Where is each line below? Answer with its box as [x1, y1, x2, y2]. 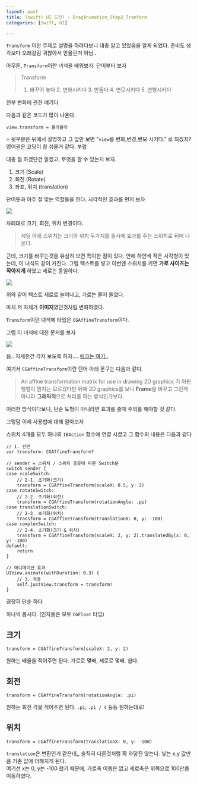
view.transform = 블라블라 [6, 124, 68, 131]
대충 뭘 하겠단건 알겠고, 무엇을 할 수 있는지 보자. [6, 156, 117, 163]
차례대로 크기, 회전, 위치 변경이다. [6, 219, 84, 227]
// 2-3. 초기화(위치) [17, 511, 64, 517]
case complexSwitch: [6, 521, 58, 527]
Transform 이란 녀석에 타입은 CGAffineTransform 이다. [6, 316, 129, 324]
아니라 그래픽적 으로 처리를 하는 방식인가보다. [20, 393, 125, 400]
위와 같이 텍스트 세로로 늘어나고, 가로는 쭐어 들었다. [6, 291, 125, 298]
